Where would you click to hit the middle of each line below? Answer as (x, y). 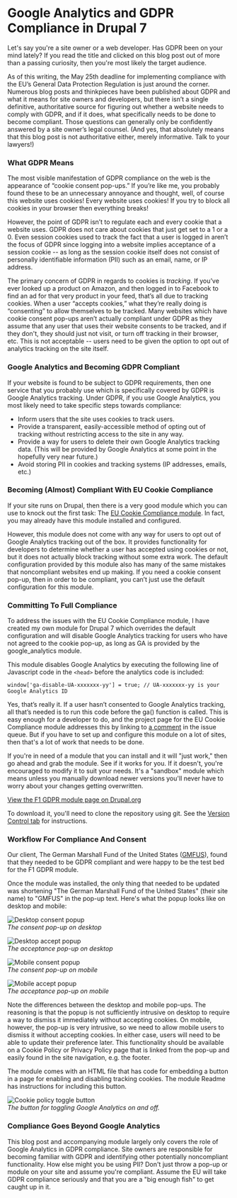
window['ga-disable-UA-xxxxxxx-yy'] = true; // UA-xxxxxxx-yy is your (114, 685)
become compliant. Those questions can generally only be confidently (110, 121)
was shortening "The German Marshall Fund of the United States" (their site (118, 891)
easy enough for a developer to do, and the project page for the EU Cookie (116, 720)
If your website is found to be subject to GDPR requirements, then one (109, 382)
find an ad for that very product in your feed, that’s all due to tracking (108, 296)
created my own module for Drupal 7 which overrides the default (102, 628)
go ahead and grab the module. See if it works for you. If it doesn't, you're (115, 763)
